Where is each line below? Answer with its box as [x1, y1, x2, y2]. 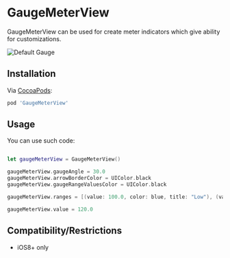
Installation [7, 68, 56, 80]
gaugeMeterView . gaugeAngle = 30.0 [7, 168, 106, 176]
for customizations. [7, 34, 62, 43]
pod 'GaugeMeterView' [7, 99, 69, 106]
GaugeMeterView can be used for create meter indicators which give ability [7, 27, 220, 36]
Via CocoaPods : [7, 86, 53, 94]
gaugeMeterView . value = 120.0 [7, 206, 94, 213]
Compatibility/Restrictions [7, 225, 122, 237]
